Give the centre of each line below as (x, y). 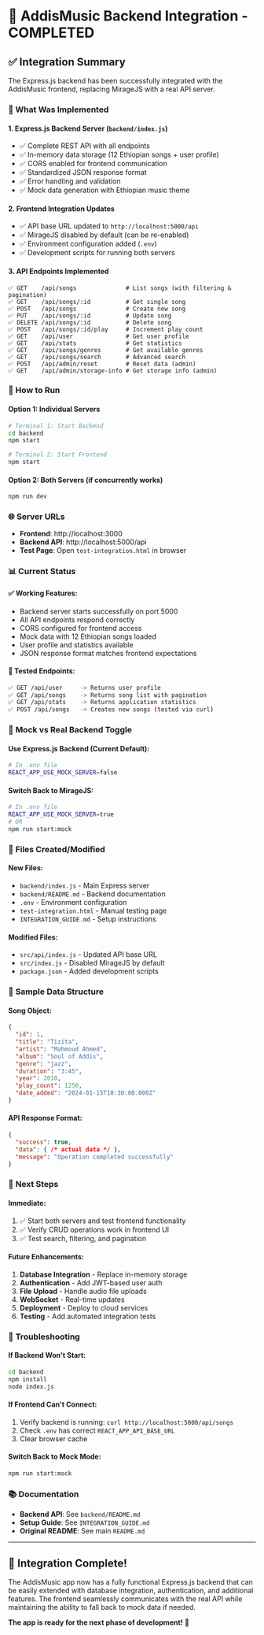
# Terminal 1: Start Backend (56, 426)
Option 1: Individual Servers (54, 410)
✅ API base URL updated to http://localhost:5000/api (109, 226)
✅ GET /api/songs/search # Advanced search (97, 357)
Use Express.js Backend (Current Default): (79, 748)
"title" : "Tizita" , (47, 1042)
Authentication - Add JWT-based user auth (91, 1282)
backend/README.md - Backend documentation (93, 894)
